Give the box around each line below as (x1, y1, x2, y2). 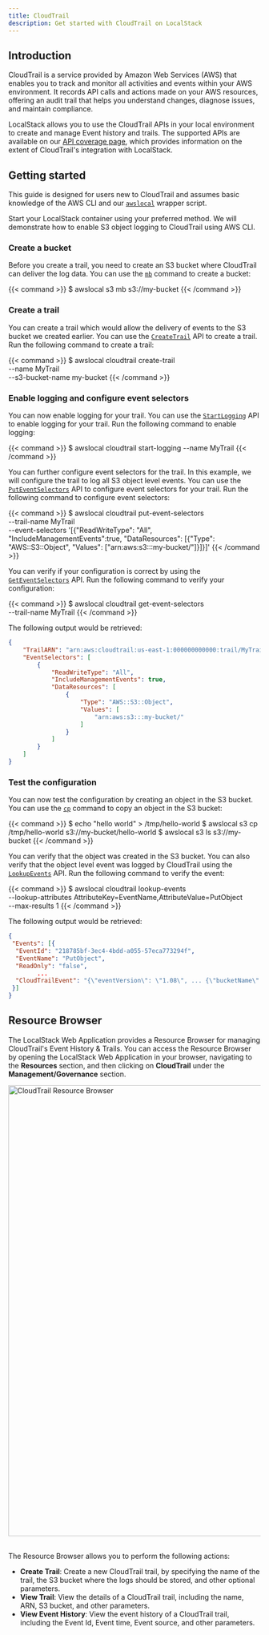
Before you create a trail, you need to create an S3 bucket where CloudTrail (8, 260, 258, 270)
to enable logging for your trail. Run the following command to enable (8, 419, 237, 429)
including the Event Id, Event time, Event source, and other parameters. (19, 1617, 255, 1627)
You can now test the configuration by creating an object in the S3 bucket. (8, 795, 254, 805)
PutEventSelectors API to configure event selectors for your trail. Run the (8, 484, 249, 494)
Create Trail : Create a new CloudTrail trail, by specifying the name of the (19, 1566, 260, 1576)
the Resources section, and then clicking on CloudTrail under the (8, 1060, 225, 1070)
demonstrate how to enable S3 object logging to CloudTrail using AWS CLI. (8, 222, 256, 232)
